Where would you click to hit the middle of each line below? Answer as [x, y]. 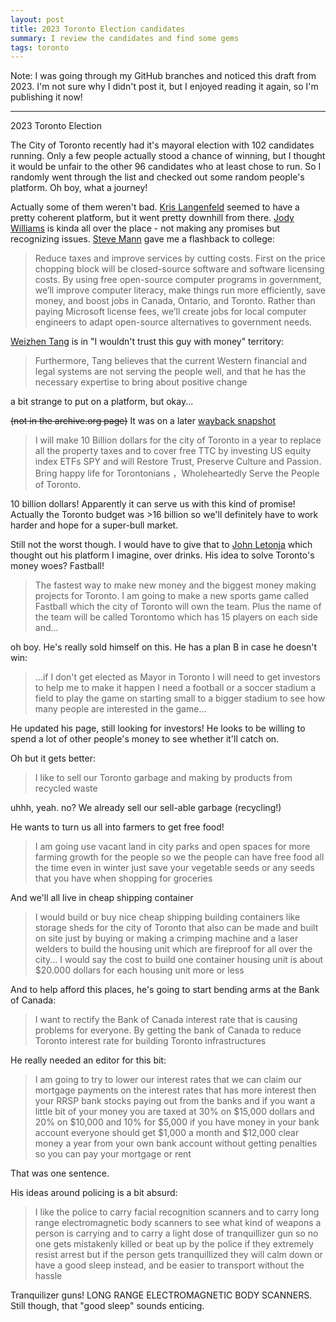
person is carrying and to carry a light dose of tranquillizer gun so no [176, 1233]
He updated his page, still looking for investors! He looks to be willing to [158, 728]
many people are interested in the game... [120, 709]
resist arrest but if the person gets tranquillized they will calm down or [178, 1255]
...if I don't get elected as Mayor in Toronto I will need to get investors [177, 677]
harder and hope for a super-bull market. [94, 525]
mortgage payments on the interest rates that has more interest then [175, 1090]
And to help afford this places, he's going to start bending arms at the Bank [165, 990]
